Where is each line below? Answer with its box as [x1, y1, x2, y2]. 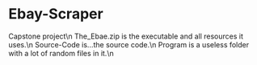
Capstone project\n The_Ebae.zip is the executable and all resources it [8, 31, 244, 41]
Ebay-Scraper [8, 5, 103, 23]
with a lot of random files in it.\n [8, 48, 115, 58]
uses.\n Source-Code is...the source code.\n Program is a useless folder [8, 39, 250, 49]
